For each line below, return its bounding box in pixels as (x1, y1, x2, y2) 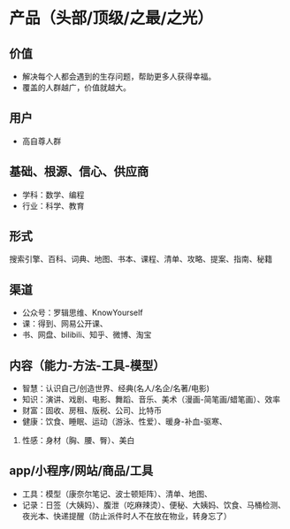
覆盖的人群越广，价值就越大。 (21, 82, 131, 93)
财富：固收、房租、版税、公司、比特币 (21, 405, 162, 416)
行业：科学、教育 (21, 200, 85, 211)
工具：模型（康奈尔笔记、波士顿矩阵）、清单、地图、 (21, 488, 212, 499)
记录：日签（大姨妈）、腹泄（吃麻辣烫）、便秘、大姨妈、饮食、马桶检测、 (21, 499, 286, 510)
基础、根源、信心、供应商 (9, 165, 149, 180)
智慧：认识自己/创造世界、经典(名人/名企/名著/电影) (21, 383, 210, 394)
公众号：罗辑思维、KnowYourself (21, 307, 143, 318)
